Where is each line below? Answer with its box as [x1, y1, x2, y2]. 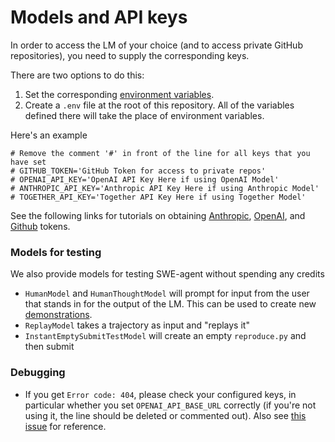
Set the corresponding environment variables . [24, 88, 215, 100]
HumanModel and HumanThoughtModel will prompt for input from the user [24, 287, 310, 300]
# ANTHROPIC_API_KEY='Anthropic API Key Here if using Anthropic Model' [10, 183, 320, 193]
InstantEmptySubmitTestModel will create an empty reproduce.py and [24, 330, 307, 342]
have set [10, 157, 47, 167]
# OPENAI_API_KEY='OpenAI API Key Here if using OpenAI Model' [10, 174, 280, 185]
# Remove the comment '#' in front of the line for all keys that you [10, 148, 311, 158]
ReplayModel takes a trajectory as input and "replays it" [24, 319, 250, 331]
